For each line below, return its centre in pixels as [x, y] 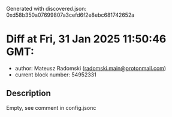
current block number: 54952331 [56, 75]
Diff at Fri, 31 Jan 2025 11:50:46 [86, 39]
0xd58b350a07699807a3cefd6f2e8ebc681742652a [70, 15]
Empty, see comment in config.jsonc [51, 107]
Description [28, 93]
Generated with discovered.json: [46, 9]
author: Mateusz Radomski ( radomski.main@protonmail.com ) [90, 68]
